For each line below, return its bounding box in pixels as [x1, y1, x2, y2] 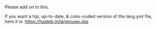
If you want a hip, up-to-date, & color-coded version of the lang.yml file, [4, 14, 153, 19]
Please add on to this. [4, 4, 49, 10]
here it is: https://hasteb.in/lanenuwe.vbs [4, 19, 89, 24]
